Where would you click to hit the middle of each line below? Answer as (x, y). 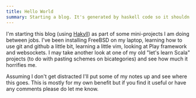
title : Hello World (30, 11)
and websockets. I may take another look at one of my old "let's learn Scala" (98, 52)
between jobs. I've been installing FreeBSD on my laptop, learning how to (94, 40)
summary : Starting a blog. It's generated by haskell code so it (87, 17)
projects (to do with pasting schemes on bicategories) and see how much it (97, 59)
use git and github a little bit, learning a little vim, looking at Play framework (97, 46)
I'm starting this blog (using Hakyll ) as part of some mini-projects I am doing (98, 33)
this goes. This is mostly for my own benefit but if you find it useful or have (96, 82)
